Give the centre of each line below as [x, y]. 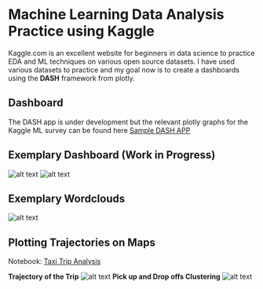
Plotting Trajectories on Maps [82, 242]
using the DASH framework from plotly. [71, 78]
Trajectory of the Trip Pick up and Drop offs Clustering [115, 276]
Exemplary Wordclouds [67, 198]
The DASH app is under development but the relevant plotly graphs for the [128, 122]
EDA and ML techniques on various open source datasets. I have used [122, 61]
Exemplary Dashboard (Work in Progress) [112, 155]
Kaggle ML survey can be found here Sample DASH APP [99, 130]
